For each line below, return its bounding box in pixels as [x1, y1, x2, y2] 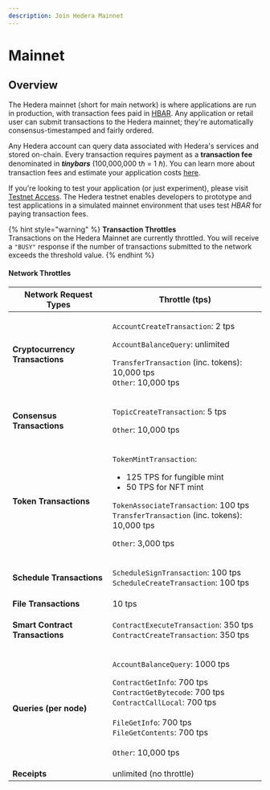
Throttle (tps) [158, 294, 211, 305]
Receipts [12, 767, 47, 779]
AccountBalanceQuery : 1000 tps [112, 658, 231, 669]
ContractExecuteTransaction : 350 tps [112, 619, 254, 630]
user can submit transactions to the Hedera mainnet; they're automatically [8, 117, 254, 126]
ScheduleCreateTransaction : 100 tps [112, 577, 250, 588]
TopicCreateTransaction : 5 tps [112, 405, 227, 417]
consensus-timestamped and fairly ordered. [8, 125, 154, 135]
